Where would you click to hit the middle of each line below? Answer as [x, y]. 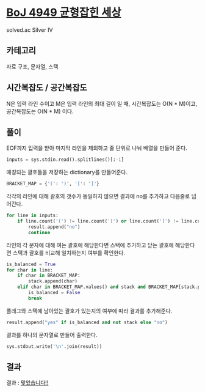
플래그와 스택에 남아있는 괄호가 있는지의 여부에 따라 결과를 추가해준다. [89, 311]
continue [39, 232]
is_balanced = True [31, 264]
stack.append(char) [53, 281]
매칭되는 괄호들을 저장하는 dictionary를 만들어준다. [67, 172]
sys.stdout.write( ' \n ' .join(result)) [54, 346]
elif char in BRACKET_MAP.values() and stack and [82, 287]
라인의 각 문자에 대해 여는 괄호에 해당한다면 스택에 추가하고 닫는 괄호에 [90, 245]
